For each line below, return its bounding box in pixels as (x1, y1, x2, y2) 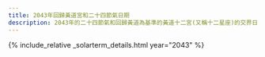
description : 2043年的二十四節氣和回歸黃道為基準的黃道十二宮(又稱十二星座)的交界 (8, 19, 252, 27)
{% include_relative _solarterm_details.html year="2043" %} (8, 40, 205, 49)
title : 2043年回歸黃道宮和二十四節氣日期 (8, 11, 131, 20)
